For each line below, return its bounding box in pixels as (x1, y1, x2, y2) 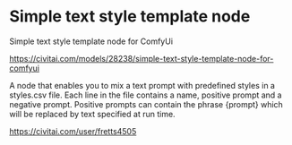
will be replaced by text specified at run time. (9, 108, 176, 119)
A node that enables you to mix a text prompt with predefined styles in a (9, 80, 276, 90)
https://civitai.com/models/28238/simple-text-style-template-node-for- (9, 53, 274, 64)
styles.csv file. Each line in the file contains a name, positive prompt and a (9, 90, 282, 100)
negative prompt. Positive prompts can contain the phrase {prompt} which (9, 98, 284, 109)
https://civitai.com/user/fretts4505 (9, 125, 137, 136)
